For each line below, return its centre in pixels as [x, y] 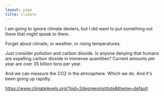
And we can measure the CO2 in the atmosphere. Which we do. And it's [79, 73]
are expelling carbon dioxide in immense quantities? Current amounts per [80, 58]
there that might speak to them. [37, 34]
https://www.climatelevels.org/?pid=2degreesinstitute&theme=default [77, 88]
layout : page [19, 10]
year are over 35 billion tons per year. [43, 64]
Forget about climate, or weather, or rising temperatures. [63, 43]
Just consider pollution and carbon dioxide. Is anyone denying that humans [82, 53]
